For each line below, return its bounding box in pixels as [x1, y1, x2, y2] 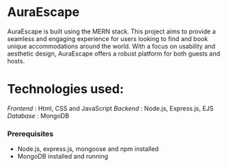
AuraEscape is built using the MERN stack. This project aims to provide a [7, 27, 216, 35]
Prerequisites [7, 129, 54, 138]
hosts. [7, 56, 25, 65]
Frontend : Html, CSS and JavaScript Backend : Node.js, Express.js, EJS [7, 104, 214, 112]
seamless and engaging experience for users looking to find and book [7, 34, 208, 42]
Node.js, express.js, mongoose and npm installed [17, 145, 159, 153]
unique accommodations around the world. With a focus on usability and [7, 42, 216, 50]
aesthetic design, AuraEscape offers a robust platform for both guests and [7, 49, 221, 58]
